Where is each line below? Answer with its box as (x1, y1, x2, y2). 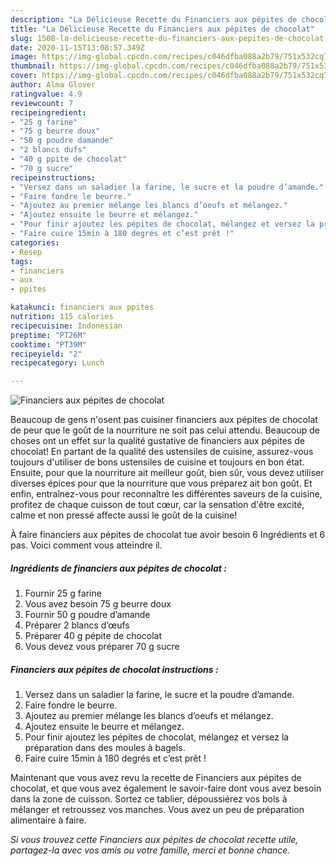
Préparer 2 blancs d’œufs (24, 619, 130, 631)
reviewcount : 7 (10, 98, 74, 108)
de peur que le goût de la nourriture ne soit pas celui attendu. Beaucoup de (10, 424, 320, 436)
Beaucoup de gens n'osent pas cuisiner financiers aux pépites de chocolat (10, 414, 318, 426)
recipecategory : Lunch (10, 358, 105, 368)
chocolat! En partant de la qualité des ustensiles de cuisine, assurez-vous (10, 446, 314, 458)
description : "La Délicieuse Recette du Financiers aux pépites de (10, 14, 298, 25)
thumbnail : (10, 61, 56, 71)
